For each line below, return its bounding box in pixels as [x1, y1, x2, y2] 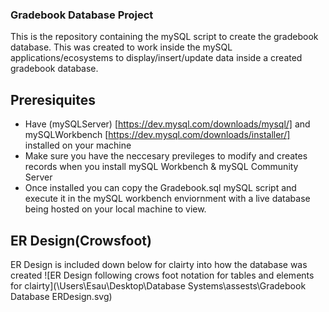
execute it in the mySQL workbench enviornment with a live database [24, 193, 311, 205]
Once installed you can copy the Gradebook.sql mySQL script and [24, 182, 297, 194]
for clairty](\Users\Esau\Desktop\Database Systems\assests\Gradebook [10, 279, 307, 292]
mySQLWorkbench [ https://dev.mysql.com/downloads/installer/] [24, 129, 291, 141]
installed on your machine [24, 139, 132, 152]
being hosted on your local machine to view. [24, 203, 207, 215]
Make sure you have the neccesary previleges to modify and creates [24, 150, 308, 162]
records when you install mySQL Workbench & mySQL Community [24, 161, 299, 173]
